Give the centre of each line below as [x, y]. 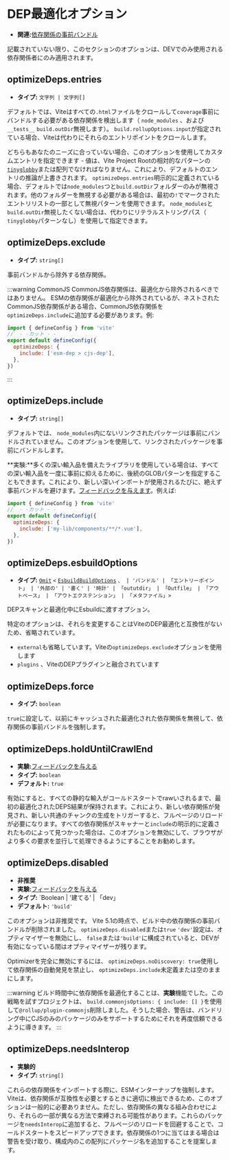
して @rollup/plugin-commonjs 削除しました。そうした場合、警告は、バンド [112, 1010]
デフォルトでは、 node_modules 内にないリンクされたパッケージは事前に [107, 432]
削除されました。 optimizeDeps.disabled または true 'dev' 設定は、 [124, 929]
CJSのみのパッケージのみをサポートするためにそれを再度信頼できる [127, 1018]
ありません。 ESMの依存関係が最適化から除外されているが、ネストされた [116, 298]
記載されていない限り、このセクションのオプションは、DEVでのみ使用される [115, 49]
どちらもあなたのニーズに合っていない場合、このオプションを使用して [106, 152]
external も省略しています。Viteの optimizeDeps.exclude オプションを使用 [119, 647]
